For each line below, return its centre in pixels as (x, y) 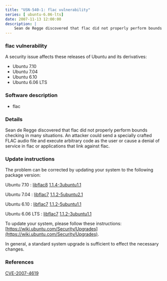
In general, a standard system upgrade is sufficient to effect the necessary (82, 244)
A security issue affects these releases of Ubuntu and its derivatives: (76, 57)
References (19, 262)
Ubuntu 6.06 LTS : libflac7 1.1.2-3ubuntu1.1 (48, 214)
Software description (31, 95)
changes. (15, 249)
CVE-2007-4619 (22, 273)
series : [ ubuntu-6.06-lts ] (34, 14)
